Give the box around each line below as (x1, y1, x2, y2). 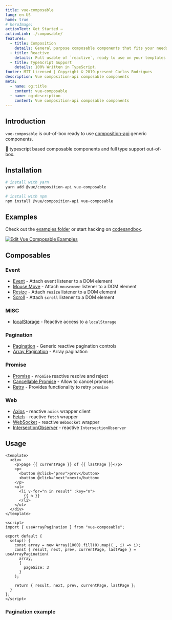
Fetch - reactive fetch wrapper (12, 414, 78, 420)
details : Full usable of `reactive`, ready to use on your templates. (14, 55, 168, 60)
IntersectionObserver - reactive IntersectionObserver (12, 424, 126, 431)
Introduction (5, 117, 46, 125)
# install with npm (5, 194, 47, 199)
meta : (5, 79, 17, 84)
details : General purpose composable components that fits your (14, 46, 155, 51)
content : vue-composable (14, 88, 68, 94)
